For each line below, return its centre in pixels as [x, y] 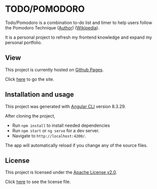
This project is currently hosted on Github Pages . [55, 70]
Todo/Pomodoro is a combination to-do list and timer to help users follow [79, 23]
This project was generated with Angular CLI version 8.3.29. [66, 106]
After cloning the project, [30, 116]
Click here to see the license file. [38, 182]
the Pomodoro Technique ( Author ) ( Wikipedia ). [52, 27]
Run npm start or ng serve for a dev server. [56, 130]
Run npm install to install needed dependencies [61, 125]
